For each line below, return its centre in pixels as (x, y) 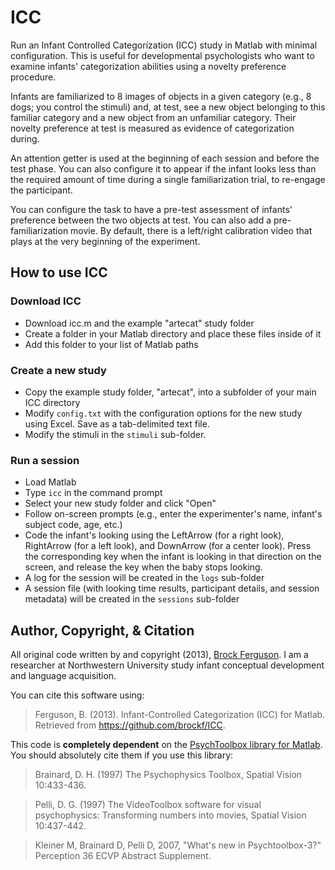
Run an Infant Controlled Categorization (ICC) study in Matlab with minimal (164, 45)
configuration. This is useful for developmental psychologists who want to (162, 55)
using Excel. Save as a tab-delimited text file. (117, 423)
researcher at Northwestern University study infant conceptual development (167, 665)
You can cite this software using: (77, 695)
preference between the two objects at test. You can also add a (141, 220)
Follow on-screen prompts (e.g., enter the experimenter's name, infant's (173, 514)
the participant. (41, 190)
